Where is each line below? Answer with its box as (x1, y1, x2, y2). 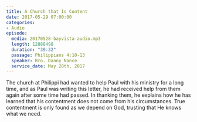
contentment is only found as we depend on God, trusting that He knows (6, 104, 182, 111)
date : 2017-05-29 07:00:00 (6, 14, 72, 20)
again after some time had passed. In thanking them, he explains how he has (6, 91, 191, 99)
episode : (6, 30, 28, 36)
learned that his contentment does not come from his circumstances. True (6, 98, 186, 105)
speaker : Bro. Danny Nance (11, 57, 77, 63)
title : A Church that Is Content (6, 8, 88, 15)
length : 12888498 (11, 42, 54, 48)
